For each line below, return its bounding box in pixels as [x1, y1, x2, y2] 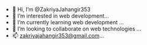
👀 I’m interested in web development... [12, 12, 109, 19]
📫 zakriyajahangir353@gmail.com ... [12, 32, 104, 39]
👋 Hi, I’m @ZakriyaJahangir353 [12, 6, 91, 13]
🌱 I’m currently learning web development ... [12, 19, 124, 26]
